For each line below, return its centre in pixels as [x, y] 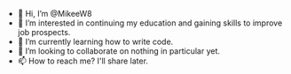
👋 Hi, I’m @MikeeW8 [55, 14]
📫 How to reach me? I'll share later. [83, 61]
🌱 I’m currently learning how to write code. [95, 41]
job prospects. [44, 32]
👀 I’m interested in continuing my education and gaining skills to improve [150, 23]
